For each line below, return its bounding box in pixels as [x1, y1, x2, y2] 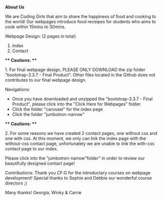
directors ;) [5, 180, 27, 186]
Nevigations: [5, 87, 31, 92]
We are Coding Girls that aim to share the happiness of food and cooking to [5, 14, 157, 19]
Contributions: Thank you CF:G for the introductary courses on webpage [5, 170, 151, 176]
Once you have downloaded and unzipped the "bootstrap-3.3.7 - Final [12, 96, 153, 102]
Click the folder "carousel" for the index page [12, 107, 103, 112]
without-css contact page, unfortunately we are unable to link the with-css [5, 141, 155, 146]
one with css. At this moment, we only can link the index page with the [5, 136, 146, 141]
